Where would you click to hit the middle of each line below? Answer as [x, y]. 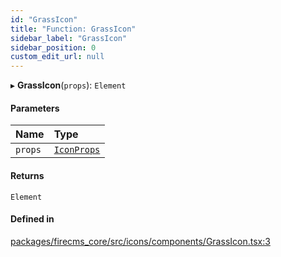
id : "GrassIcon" [44, 19]
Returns [27, 175]
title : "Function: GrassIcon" [73, 29]
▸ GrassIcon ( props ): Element [68, 85]
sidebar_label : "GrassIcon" [69, 38]
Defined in [32, 219]
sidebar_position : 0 [53, 47]
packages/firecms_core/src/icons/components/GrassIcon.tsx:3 [140, 241]
